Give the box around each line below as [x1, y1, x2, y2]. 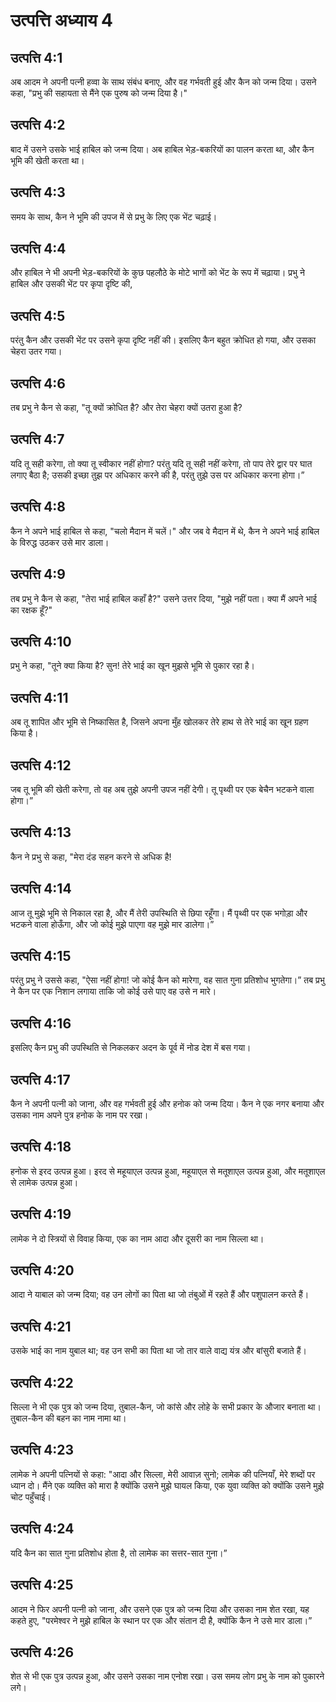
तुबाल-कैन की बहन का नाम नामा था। [10, 1412, 127, 1424]
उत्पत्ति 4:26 [10, 1644, 75, 1661]
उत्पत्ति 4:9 [10, 566, 66, 583]
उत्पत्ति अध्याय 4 [10, 9, 114, 32]
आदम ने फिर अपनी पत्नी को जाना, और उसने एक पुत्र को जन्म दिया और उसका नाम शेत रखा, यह [10, 1603, 310, 1615]
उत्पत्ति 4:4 [10, 240, 67, 258]
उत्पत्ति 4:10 [10, 633, 72, 650]
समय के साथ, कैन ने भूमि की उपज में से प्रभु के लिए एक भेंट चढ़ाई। [10, 210, 218, 223]
